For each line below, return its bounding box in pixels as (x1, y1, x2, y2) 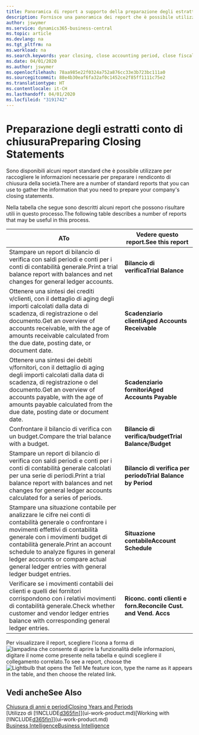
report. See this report (126, 237, 189, 246)
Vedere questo (136, 230, 179, 239)
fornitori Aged (124, 386, 164, 394)
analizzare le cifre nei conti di (9, 511, 91, 519)
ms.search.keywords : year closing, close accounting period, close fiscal (6, 53, 195, 59)
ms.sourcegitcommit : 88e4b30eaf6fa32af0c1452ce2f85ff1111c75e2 (6, 75, 166, 81)
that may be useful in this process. (6, 216, 91, 223)
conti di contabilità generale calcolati (9, 464, 111, 472)
